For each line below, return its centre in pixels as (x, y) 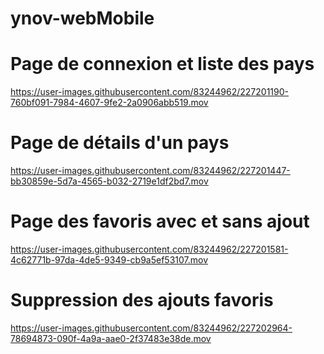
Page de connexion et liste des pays (162, 64)
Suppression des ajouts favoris (142, 300)
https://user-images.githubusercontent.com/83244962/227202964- (151, 328)
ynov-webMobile (82, 18)
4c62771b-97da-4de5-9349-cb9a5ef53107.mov (109, 260)
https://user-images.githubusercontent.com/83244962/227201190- (149, 92)
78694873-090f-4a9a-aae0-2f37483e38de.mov (111, 338)
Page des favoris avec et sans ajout (160, 221)
